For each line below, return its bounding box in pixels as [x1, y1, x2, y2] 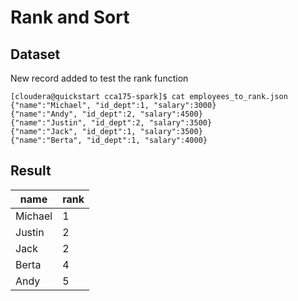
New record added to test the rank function [10, 72, 189, 84]
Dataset [10, 46, 61, 63]
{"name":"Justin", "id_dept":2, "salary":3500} [10, 118, 213, 128]
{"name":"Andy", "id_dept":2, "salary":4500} [10, 109, 203, 119]
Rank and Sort [10, 6, 130, 29]
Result [10, 162, 52, 180]
